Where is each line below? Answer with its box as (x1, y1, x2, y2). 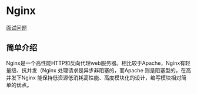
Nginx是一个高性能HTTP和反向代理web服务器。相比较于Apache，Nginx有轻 (6, 60, 191, 67)
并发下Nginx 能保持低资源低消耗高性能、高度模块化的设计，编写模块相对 (6, 74, 182, 81)
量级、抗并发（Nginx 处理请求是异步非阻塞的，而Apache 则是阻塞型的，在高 (6, 67, 191, 74)
